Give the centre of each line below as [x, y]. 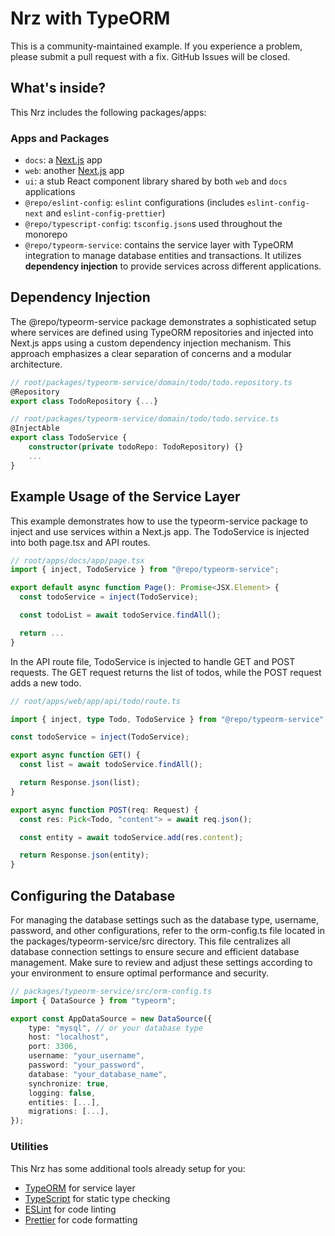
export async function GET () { [75, 755]
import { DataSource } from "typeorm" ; [93, 1000]
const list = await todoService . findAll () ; [111, 765]
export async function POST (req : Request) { [104, 810]
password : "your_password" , [86, 1065]
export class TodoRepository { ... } [84, 401]
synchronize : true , [69, 1083]
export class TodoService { [69, 438]
